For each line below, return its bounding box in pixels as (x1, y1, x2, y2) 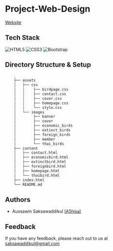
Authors (5, 196, 31, 204)
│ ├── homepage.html (14, 168, 60, 173)
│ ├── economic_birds (14, 123, 73, 128)
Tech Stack (5, 34, 40, 42)
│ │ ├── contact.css (14, 91, 67, 97)
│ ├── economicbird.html (14, 155, 69, 160)
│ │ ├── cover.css (14, 96, 62, 101)
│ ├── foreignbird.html (14, 164, 67, 169)
